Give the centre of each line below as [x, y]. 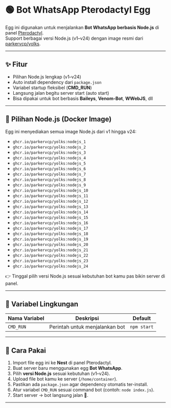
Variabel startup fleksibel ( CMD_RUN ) [52, 88]
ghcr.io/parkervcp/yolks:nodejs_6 [49, 169]
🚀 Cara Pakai [26, 350]
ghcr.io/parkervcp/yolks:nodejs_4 [49, 158]
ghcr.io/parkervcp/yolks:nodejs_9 [49, 185]
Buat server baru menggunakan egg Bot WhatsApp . [67, 368]
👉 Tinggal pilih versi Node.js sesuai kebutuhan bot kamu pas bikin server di [85, 276]
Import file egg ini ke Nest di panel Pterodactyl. [62, 363]
